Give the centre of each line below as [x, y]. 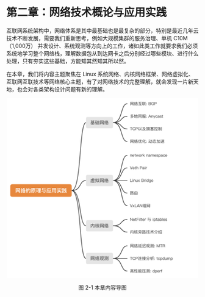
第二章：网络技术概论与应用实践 [87, 13]
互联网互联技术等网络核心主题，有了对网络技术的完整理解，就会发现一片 [97, 81]
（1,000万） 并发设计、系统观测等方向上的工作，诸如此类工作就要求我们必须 [102, 46]
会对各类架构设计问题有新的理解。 [65, 89]
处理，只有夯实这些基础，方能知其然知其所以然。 [68, 61]
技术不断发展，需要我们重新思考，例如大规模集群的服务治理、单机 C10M [97, 38]
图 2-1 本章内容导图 [103, 288]
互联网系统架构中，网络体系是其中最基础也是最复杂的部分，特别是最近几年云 [103, 30]
